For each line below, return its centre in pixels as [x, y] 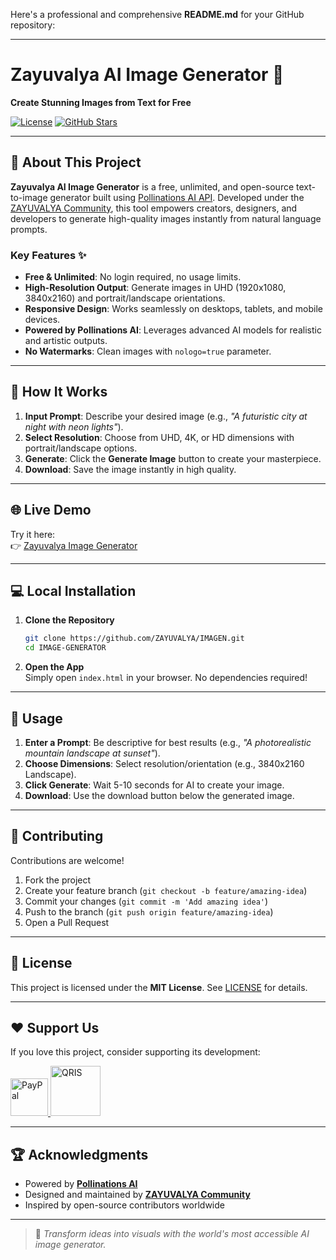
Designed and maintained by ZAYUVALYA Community [137, 1195]
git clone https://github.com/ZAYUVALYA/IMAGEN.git [134, 639]
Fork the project [58, 880]
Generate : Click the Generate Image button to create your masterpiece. [173, 458]
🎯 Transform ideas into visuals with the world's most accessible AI [172, 1234]
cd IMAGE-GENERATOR [65, 648]
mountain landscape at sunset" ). [92, 753]
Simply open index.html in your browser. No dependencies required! [166, 678]
